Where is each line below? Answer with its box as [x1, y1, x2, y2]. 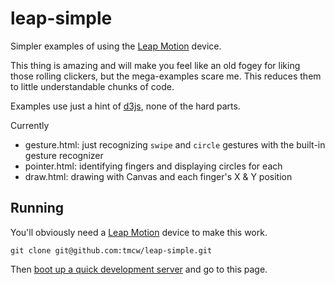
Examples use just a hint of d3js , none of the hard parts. [10, 100, 241, 112]
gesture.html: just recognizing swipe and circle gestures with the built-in [24, 138, 326, 151]
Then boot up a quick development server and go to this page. [10, 263, 268, 275]
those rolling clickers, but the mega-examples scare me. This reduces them [10, 70, 322, 82]
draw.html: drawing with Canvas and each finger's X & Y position [24, 170, 293, 182]
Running [10, 200, 65, 217]
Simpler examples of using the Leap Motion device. [10, 40, 222, 52]
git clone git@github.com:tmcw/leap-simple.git [10, 245, 213, 256]
